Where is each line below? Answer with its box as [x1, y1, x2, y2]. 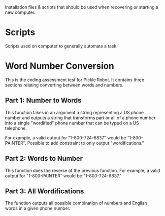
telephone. [5, 125, 27, 131]
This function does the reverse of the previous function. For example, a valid [5, 168, 160, 173]
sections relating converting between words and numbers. [5, 82, 124, 88]
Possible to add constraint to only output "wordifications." [27, 140, 144, 146]
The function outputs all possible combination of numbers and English [5, 200, 147, 206]
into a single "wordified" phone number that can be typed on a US [5, 120, 139, 126]
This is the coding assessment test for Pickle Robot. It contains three [5, 77, 144, 83]
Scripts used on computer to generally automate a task [5, 43, 117, 49]
